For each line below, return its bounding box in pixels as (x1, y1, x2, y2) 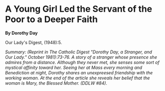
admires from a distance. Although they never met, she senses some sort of (5, 59, 160, 65)
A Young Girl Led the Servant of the (5, 3, 153, 15)
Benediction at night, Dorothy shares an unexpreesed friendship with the (5, 69, 153, 75)
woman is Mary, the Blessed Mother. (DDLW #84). (5, 80, 107, 86)
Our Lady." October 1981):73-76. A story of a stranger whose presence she (5, 54, 158, 60)
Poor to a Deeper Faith (5, 14, 98, 25)
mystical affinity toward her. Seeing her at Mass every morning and (5, 65, 142, 70)
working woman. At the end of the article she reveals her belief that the (5, 75, 150, 81)
